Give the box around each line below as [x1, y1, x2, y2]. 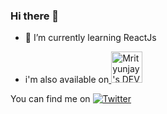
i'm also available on [24, 74, 110, 86]
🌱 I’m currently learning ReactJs [24, 32, 157, 44]
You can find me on [10, 93, 91, 105]
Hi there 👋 [10, 9, 60, 23]
